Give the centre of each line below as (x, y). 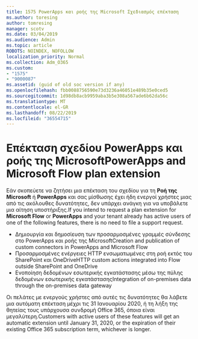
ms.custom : (20, 68)
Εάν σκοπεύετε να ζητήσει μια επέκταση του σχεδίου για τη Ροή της (92, 191)
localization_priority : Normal (45, 57)
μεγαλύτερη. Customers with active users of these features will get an (93, 317)
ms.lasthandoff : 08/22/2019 (42, 113)
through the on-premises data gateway (63, 286)
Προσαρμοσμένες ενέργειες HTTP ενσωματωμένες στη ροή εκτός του (104, 253)
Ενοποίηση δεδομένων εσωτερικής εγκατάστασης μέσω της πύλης (99, 273)
